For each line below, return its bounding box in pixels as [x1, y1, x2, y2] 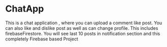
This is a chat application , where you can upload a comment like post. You [5, 20, 162, 26]
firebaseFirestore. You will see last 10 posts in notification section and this [5, 30, 160, 36]
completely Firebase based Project [5, 36, 78, 42]
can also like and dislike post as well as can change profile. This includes [5, 25, 158, 31]
